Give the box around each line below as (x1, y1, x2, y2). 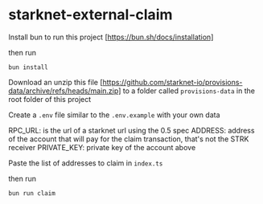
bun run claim (8, 189, 56, 198)
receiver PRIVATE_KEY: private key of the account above (8, 142, 196, 152)
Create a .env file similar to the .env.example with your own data (8, 110, 220, 120)
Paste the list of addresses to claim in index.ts (8, 158, 163, 168)
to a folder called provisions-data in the (122, 86, 256, 96)
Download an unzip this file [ (8, 77, 103, 87)
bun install (8, 63, 48, 71)
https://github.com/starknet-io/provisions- (102, 77, 243, 87)
